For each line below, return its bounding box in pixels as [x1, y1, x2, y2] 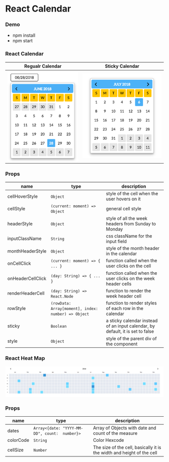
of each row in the [106, 305, 143, 312]
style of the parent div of [106, 335, 157, 341]
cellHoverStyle [7, 193, 38, 199]
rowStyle [7, 305, 26, 312]
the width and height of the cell [93, 449, 157, 455]
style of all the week [106, 215, 147, 221]
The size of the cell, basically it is [93, 444, 161, 450]
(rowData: [50, 301, 71, 306]
